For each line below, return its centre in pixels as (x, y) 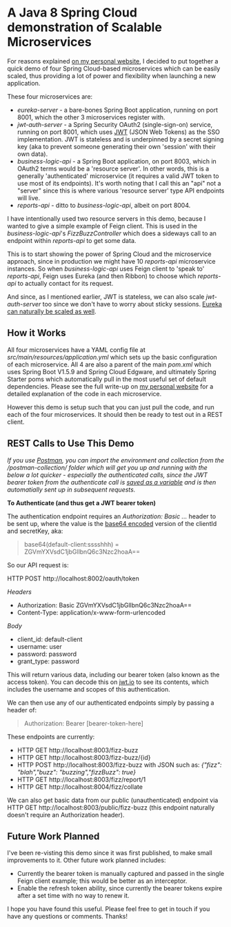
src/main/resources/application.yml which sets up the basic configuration (112, 357)
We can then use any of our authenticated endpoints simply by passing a (111, 703)
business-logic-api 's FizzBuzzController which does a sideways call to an (112, 233)
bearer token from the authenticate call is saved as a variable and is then (112, 482)
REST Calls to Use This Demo (71, 443)
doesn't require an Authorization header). (66, 814)
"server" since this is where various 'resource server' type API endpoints (121, 191)
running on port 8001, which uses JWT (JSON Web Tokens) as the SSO (119, 132)
